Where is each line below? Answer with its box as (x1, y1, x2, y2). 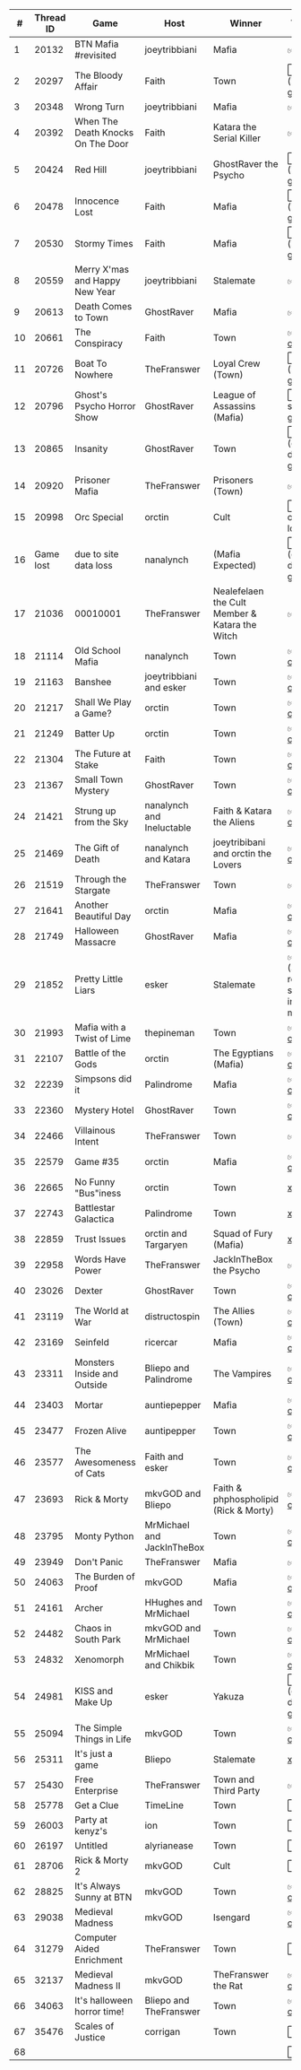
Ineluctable (144, 822, 192, 833)
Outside (74, 1379, 107, 1391)
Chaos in (74, 1622, 112, 1634)
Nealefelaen (212, 585, 264, 597)
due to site (74, 548, 119, 560)
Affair (74, 81, 99, 92)
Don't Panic (74, 1556, 124, 1568)
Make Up (74, 1696, 113, 1708)
